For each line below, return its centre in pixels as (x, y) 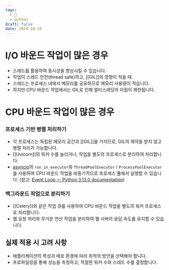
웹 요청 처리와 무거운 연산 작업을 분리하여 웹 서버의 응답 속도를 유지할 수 (83, 219)
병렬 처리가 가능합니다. (35, 147)
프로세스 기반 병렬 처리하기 (36, 129)
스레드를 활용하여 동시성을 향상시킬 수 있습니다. (59, 71)
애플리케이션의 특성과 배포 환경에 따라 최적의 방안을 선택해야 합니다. (80, 256)
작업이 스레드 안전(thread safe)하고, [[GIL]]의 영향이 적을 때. (73, 77)
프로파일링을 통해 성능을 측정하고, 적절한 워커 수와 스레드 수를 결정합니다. (85, 262)
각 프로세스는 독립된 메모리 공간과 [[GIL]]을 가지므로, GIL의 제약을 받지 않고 (87, 141)
